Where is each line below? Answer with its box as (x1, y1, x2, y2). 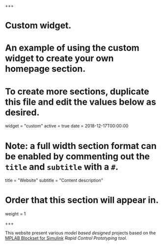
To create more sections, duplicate (5, 86, 149, 97)
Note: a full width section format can (5, 140, 157, 152)
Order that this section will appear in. (5, 195, 159, 206)
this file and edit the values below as (5, 96, 157, 107)
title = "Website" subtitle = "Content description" (5, 178, 104, 184)
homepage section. (5, 63, 86, 74)
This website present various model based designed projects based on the (5, 230, 156, 236)
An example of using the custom (5, 42, 140, 54)
